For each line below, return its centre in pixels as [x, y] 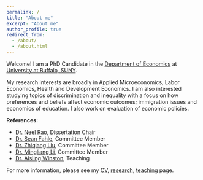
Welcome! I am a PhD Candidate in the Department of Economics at [92, 64]
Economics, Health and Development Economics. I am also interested [94, 88]
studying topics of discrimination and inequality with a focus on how [93, 95]
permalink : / [23, 12]
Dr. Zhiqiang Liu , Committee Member [62, 145]
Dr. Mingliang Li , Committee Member [62, 152]
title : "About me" [30, 18]
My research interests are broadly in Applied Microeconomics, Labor [93, 82]
